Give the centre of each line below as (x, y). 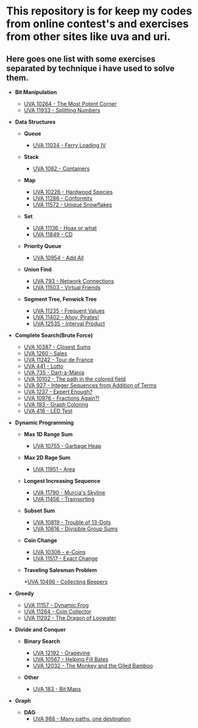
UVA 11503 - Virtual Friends (67, 288)
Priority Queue (43, 246)
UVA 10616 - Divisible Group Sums (75, 529)
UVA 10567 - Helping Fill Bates (70, 659)
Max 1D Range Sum (48, 434)
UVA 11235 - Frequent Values (69, 311)
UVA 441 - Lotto (43, 366)
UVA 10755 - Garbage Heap (67, 446)
